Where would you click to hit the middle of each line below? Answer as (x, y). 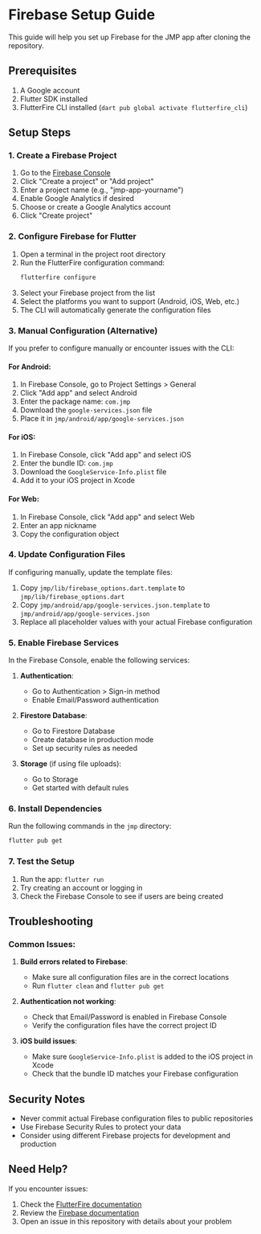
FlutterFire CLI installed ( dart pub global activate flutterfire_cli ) (134, 107)
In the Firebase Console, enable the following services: (99, 660)
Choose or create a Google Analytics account (95, 207)
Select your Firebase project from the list (87, 293)
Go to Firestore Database (73, 731)
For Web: (24, 498)
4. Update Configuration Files (67, 555)
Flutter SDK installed (54, 99)
